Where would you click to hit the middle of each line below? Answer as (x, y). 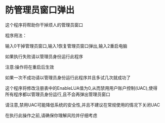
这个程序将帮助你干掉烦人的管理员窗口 (44, 25)
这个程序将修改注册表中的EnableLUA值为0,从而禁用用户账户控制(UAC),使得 (81, 88)
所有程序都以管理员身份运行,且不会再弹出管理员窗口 (58, 94)
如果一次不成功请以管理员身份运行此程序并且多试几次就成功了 (68, 77)
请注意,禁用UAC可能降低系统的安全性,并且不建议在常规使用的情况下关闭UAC (83, 105)
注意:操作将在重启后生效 (30, 67)
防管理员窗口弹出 (40, 10)
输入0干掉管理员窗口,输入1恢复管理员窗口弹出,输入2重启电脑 (66, 46)
